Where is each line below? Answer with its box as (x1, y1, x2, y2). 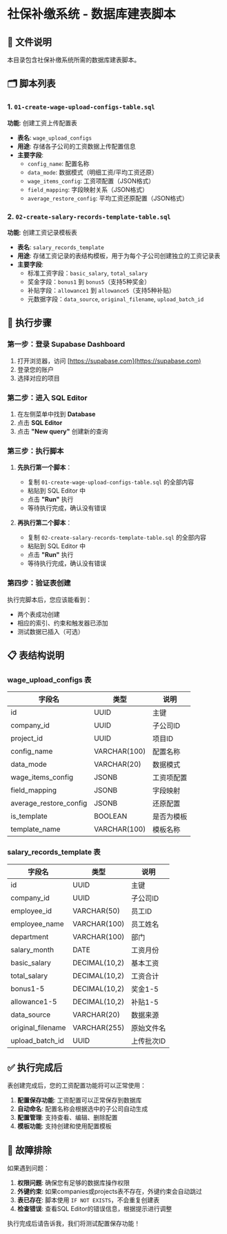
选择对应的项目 (17, 374, 60, 382)
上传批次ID (130, 1036, 166, 1046)
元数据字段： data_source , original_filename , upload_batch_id (27, 295, 204, 303)
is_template (10, 811, 48, 821)
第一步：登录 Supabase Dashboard (7, 340, 126, 350)
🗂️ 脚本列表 (7, 78, 57, 90)
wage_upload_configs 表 (7, 675, 92, 684)
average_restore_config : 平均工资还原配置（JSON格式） (27, 194, 188, 202)
